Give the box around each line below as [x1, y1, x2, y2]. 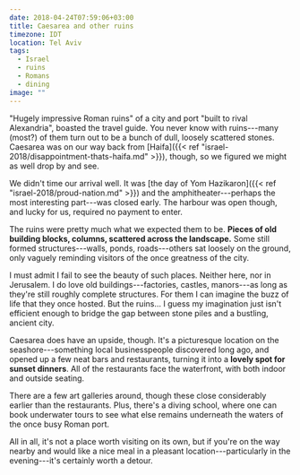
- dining [17, 80, 50, 89]
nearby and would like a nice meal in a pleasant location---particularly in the [9, 445, 291, 456]
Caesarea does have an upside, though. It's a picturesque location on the [9, 334, 279, 345]
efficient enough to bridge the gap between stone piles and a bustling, [9, 307, 269, 318]
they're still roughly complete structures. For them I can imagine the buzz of [9, 289, 289, 299]
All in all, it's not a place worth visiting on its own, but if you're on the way [9, 436, 280, 446]
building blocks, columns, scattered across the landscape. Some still [9, 233, 270, 244]
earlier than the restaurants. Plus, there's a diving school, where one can [9, 400, 278, 410]
